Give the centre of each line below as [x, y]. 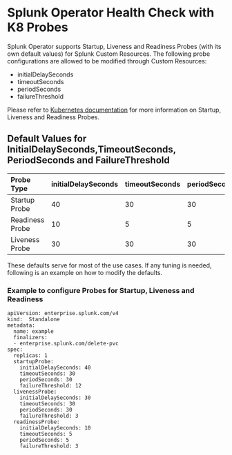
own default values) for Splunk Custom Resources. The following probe [109, 54]
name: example [33, 332]
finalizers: [31, 338]
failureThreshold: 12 [50, 386]
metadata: [21, 325]
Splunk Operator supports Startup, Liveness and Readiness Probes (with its [114, 46]
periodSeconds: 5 [45, 440]
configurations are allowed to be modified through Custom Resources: [107, 61]
